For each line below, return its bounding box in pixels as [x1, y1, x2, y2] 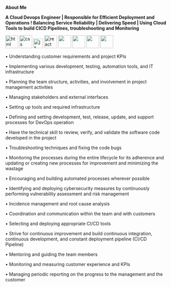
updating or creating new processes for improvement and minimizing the [5, 160, 158, 166]
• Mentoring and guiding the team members [5, 251, 98, 257]
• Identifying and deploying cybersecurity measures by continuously [5, 186, 150, 191]
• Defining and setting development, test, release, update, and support [5, 114, 154, 120]
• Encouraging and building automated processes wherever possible [5, 175, 150, 181]
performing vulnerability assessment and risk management [5, 191, 129, 197]
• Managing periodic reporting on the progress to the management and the [5, 271, 163, 277]
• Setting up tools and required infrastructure [5, 104, 101, 110]
